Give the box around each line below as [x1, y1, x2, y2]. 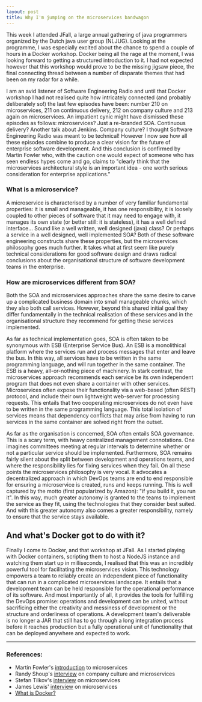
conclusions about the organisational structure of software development [6, 256, 185, 263]
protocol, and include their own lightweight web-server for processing [6, 393, 180, 400]
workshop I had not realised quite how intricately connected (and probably [6, 94, 191, 101]
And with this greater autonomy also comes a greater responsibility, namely [6, 506, 194, 514]
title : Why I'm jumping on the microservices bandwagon [6, 14, 149, 20]
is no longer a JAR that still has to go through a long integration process [6, 617, 184, 624]
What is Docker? [14, 689, 56, 697]
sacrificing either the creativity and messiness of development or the [6, 604, 177, 611]
